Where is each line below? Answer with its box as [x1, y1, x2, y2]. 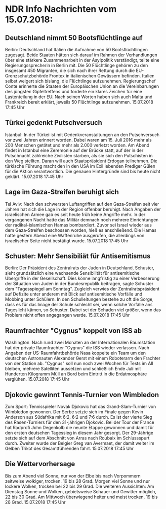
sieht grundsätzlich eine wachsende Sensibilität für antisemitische [5, 270, 140, 276]
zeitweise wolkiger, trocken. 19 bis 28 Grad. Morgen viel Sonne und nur [5, 478, 150, 484]
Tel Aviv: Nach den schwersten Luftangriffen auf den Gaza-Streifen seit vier [5, 201, 160, 207]
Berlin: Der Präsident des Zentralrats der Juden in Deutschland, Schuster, [5, 265, 155, 271]
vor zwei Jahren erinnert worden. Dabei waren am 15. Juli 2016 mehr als [5, 137, 152, 143]
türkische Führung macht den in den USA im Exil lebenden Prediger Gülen [5, 163, 156, 169]
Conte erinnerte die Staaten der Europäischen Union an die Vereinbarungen [5, 83, 159, 89]
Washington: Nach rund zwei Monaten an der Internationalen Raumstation [5, 339, 156, 346]
